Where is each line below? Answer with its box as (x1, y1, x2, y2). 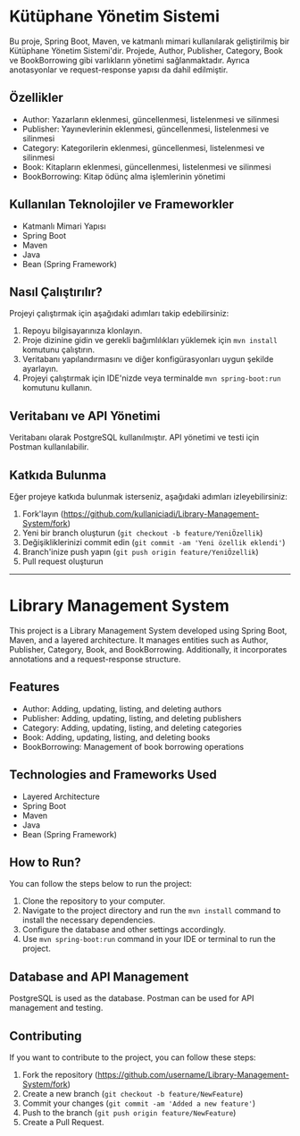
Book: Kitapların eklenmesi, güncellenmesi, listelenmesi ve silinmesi (21, 161, 271, 172)
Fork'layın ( (21, 509, 64, 519)
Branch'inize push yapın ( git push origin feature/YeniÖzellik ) (21, 547, 259, 557)
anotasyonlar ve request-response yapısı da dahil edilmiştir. (9, 64, 229, 75)
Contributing (9, 1028, 82, 1043)
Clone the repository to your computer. (21, 896, 166, 906)
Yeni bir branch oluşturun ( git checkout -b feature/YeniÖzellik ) (21, 527, 263, 538)
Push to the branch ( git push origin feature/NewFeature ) (21, 1107, 237, 1118)
